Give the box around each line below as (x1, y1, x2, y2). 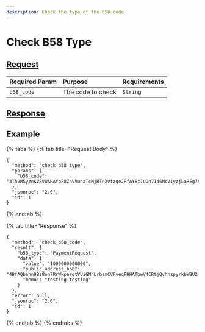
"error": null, (12, 292, 51, 298)
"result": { (12, 244, 43, 250)
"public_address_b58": (22, 266, 81, 272)
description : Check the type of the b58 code (6, 9, 124, 15)
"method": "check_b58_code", (12, 239, 86, 245)
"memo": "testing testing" (22, 277, 92, 283)
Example (6, 129, 40, 140)
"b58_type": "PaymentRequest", (17, 250, 97, 256)
